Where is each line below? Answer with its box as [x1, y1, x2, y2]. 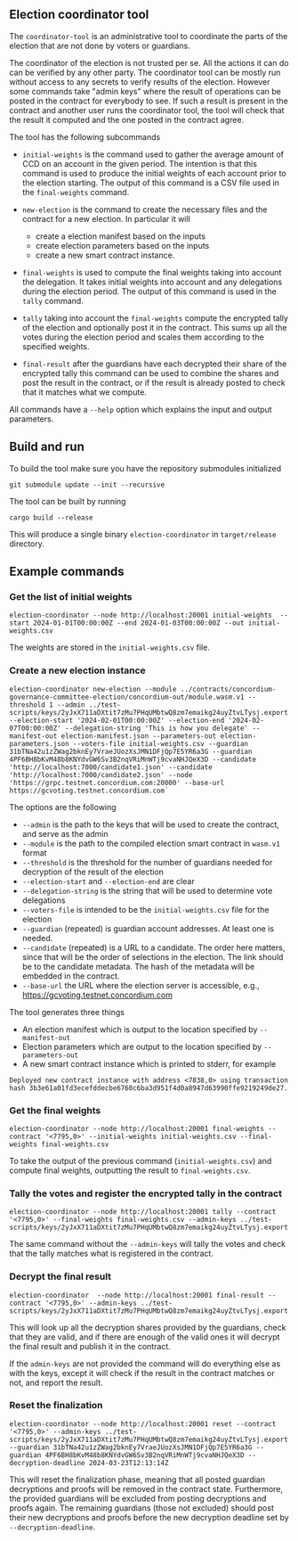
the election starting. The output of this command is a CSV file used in [21, 177, 280, 188]
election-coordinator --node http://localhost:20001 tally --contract [9, 1208, 277, 1217]
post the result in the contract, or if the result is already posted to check [21, 377, 286, 388]
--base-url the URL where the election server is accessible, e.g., [21, 980, 260, 990]
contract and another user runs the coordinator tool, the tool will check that [9, 104, 285, 115]
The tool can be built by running [9, 496, 126, 506]
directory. [9, 538, 44, 549]
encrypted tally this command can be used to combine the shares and [21, 367, 279, 378]
